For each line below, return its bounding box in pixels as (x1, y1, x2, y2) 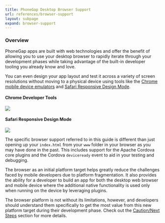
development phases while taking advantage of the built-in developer (5, 58, 146, 64)
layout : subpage (5, 16, 38, 21)
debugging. (5, 157, 28, 163)
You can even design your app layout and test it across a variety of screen (5, 73, 156, 79)
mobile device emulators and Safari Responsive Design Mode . (5, 84, 131, 89)
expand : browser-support (5, 21, 56, 26)
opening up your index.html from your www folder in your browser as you (5, 141, 151, 147)
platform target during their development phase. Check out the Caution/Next (5, 207, 160, 213)
